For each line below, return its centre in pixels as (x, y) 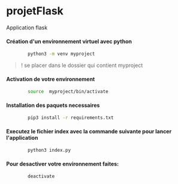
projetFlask (35, 11)
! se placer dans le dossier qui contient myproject (82, 65)
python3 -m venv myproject (61, 54)
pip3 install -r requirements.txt (71, 118)
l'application (22, 137)
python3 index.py (49, 151)
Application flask (27, 27)
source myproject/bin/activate (68, 92)
